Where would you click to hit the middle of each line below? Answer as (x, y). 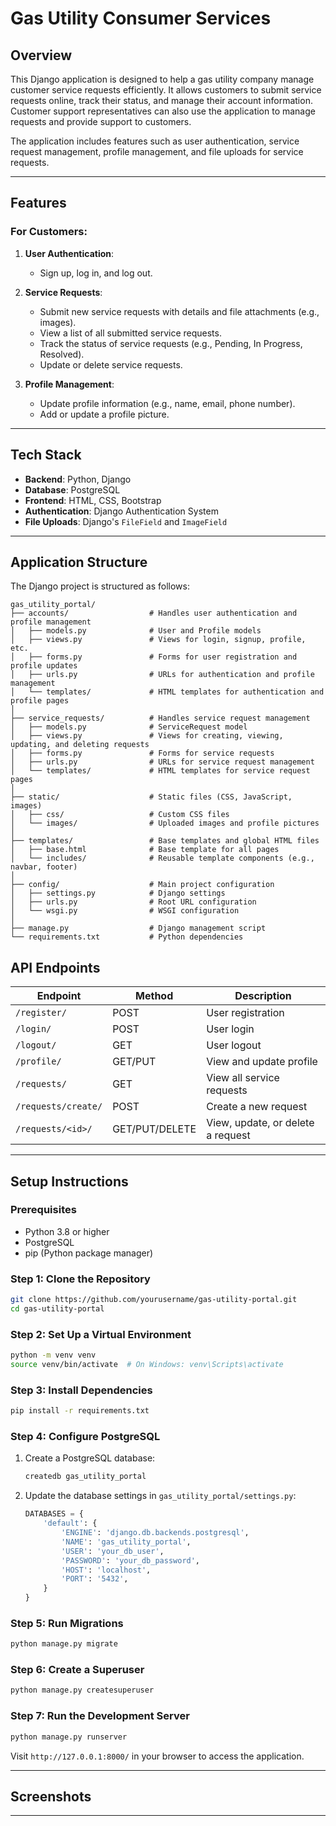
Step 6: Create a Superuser (77, 1670)
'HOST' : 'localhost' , (106, 1570)
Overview (41, 55)
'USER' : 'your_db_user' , (113, 1551)
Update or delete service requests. (111, 364)
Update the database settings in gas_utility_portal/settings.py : (160, 1496)
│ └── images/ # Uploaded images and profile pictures (165, 823)
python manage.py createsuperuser (82, 1690)
